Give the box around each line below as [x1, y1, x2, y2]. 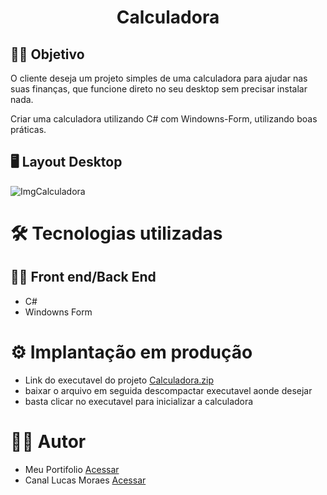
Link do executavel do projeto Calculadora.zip [24, 374, 214, 386]
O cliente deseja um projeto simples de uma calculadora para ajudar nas [10, 72, 308, 84]
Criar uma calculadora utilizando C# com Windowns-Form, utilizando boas [10, 113, 318, 125]
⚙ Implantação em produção [10, 341, 253, 363]
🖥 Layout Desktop [10, 154, 123, 171]
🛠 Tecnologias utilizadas [10, 222, 223, 245]
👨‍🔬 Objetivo [10, 46, 85, 63]
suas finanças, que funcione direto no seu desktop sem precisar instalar [10, 83, 308, 95]
